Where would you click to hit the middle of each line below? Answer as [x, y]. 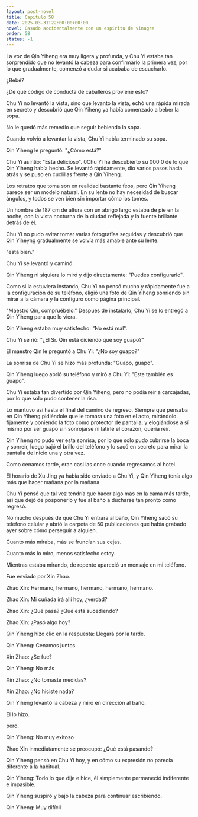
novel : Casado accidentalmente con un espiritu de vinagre [80, 28]
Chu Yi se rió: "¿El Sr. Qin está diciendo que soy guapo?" [75, 340]
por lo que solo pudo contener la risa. [52, 398]
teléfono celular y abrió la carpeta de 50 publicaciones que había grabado [96, 524]
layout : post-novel [30, 12]
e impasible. [21, 784]
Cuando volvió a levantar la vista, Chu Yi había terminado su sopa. [87, 139]
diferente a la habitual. [33, 767]
